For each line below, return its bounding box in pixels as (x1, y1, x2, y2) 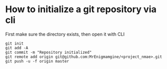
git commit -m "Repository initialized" (5, 50, 92, 55)
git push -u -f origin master (5, 58, 70, 64)
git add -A (5, 45, 28, 50)
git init (5, 41, 24, 46)
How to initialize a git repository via (5, 4, 157, 15)
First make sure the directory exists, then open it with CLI (5, 31, 125, 37)
